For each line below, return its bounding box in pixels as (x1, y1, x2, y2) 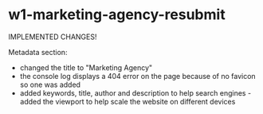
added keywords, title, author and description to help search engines (19, 88, 246, 97)
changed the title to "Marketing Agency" (19, 62, 153, 73)
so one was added (19, 80, 81, 89)
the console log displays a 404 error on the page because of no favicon (19, 71, 257, 81)
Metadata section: (8, 47, 68, 57)
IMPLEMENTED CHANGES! (8, 32, 97, 41)
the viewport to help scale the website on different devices (42, 96, 236, 106)
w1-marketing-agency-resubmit (8, 6, 226, 24)
